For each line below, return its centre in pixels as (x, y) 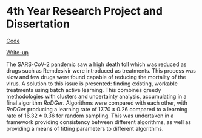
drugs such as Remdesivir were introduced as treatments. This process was (101, 70)
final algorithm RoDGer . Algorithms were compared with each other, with (97, 103)
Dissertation (38, 24)
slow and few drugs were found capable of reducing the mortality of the (96, 77)
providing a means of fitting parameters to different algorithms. (85, 128)
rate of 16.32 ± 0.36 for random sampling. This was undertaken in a (90, 116)
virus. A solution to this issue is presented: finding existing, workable (92, 84)
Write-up (18, 52)
